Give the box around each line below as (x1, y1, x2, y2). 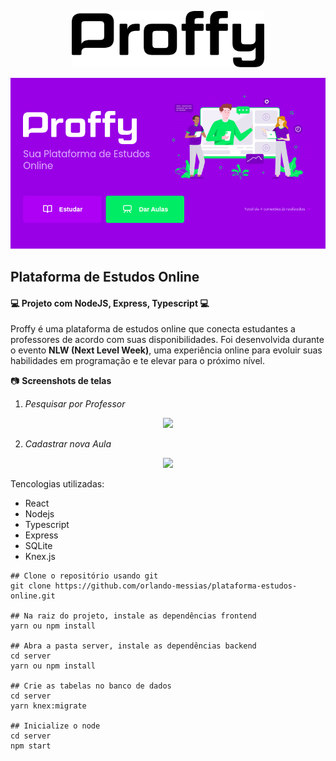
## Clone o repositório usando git (10, 571, 159, 581)
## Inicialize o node (10, 721, 101, 731)
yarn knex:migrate (10, 701, 87, 711)
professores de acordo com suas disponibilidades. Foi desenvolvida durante (10, 334, 325, 346)
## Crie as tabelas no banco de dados (10, 681, 172, 691)
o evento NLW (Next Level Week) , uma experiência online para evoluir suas (10, 344, 323, 356)
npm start (10, 741, 52, 751)
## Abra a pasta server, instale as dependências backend (10, 641, 257, 651)
